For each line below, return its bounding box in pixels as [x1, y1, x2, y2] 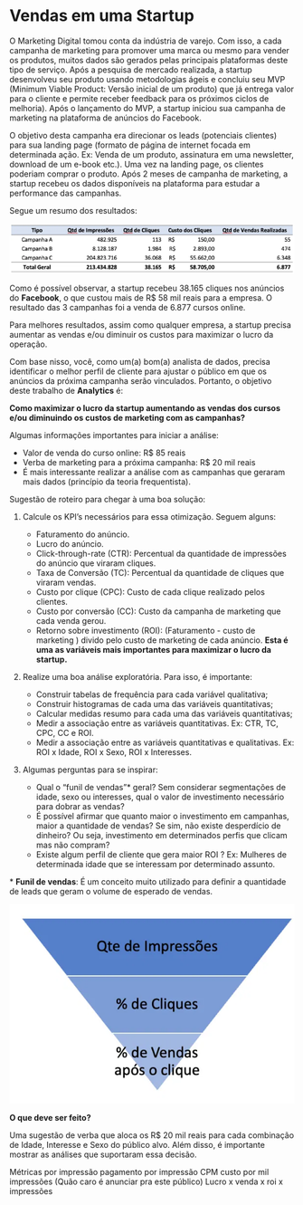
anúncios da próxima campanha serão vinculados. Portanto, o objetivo [9, 375, 272, 386]
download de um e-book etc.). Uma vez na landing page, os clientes [9, 158, 264, 169]
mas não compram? [35, 839, 110, 850]
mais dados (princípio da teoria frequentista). [22, 476, 192, 487]
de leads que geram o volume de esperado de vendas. [9, 885, 213, 896]
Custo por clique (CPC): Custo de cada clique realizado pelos [35, 586, 265, 598]
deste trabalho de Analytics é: [9, 385, 124, 396]
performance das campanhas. [9, 187, 122, 198]
